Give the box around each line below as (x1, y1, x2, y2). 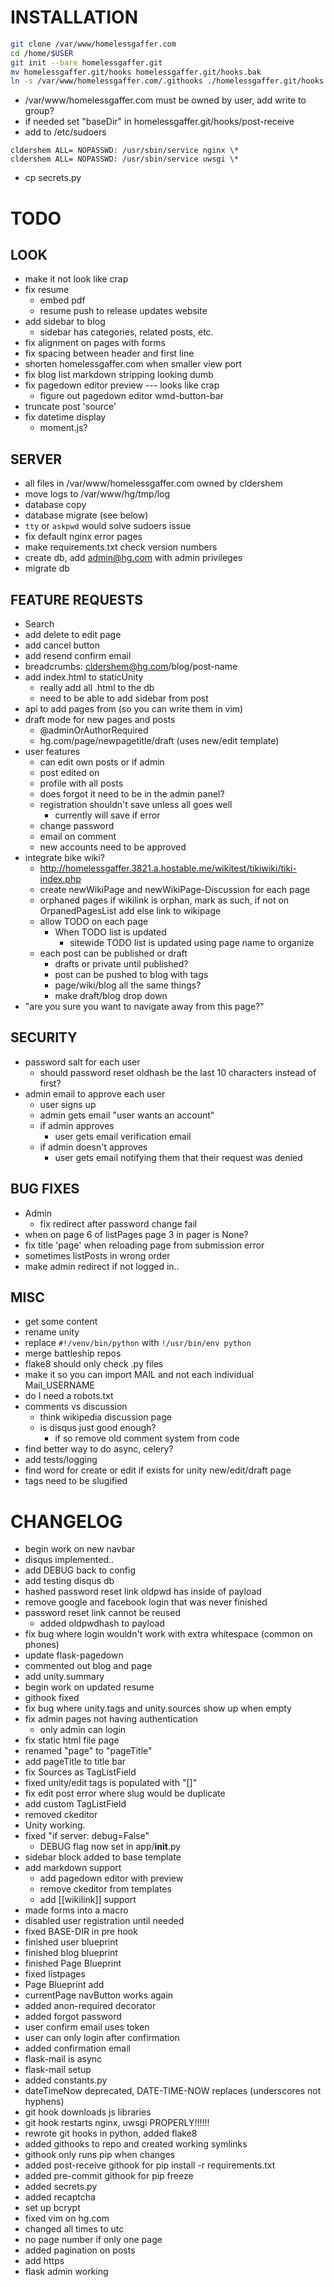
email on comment (39, 830, 117, 842)
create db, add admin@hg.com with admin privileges (24, 552, 243, 564)
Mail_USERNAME (24, 1379, 96, 1391)
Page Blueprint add (24, 1979, 105, 1991)
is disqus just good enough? (39, 1422, 157, 1434)
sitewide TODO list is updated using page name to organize (69, 936, 315, 948)
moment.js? (39, 422, 88, 434)
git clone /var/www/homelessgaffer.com (10, 39, 177, 49)
